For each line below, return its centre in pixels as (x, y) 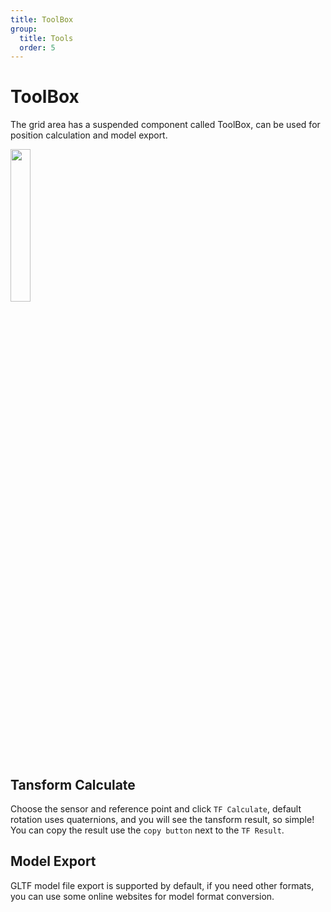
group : (24, 29)
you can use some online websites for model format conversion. (142, 896)
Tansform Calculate (73, 784)
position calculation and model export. (89, 135)
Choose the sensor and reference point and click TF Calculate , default (156, 809)
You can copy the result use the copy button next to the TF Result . (147, 830)
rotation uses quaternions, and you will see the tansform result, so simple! (162, 819)
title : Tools (46, 38)
